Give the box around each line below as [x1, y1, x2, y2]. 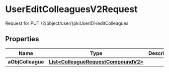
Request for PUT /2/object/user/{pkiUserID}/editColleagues [5, 20, 129, 26]
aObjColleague [8, 58, 44, 65]
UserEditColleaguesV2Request [5, 4, 138, 15]
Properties [5, 35, 39, 43]
